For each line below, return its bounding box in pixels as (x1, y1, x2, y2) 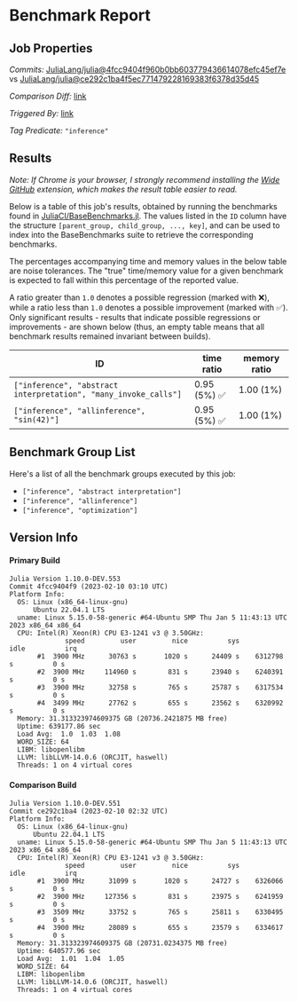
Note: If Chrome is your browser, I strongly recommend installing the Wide (9, 174, 280, 185)
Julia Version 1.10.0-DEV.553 (9, 574, 122, 584)
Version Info (9, 530, 78, 546)
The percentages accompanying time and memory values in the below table (9, 256, 287, 266)
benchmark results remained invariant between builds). (9, 330, 211, 342)
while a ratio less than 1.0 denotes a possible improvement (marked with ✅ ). (9, 302, 288, 312)
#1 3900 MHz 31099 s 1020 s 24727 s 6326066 (36, 877, 284, 886)
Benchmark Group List (9, 445, 136, 460)
